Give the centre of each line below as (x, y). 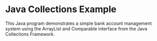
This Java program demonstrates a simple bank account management (78, 23)
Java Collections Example (61, 9)
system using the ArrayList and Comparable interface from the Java (76, 28)
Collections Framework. (30, 34)
